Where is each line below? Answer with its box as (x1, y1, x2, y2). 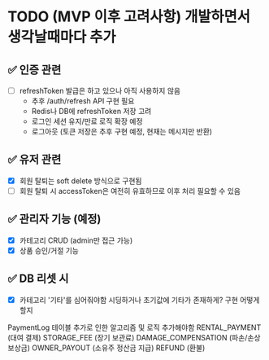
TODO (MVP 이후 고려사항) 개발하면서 (7, 7, 251, 26)
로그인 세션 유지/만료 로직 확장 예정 (31, 116, 143, 126)
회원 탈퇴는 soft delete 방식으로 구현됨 (19, 176, 142, 186)
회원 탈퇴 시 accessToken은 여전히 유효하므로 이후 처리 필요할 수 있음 (19, 186, 241, 195)
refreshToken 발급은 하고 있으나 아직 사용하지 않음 (19, 86, 180, 95)
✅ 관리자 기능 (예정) (7, 213, 102, 226)
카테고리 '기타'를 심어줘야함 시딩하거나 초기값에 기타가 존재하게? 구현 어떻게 (19, 295, 260, 305)
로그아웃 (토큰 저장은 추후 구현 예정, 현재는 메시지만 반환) (31, 127, 213, 137)
